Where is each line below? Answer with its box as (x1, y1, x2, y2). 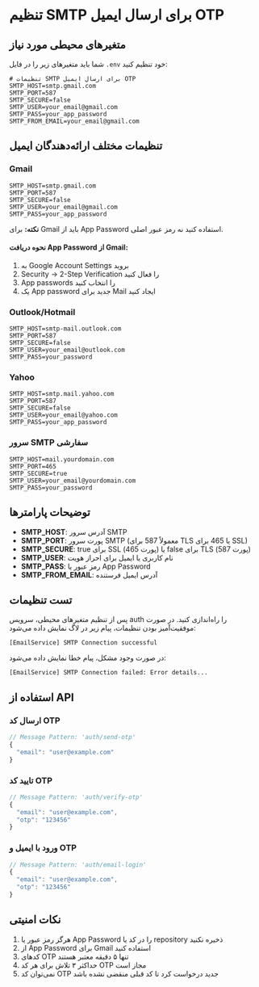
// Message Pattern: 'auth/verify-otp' (9, 793, 144, 801)
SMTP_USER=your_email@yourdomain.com (9, 477, 136, 485)
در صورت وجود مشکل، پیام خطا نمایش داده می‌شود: (9, 653, 166, 663)
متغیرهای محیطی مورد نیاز (9, 38, 126, 52)
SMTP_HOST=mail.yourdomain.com (9, 455, 115, 464)
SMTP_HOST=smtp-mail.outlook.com (9, 325, 122, 333)
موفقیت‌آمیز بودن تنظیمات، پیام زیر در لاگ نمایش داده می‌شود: (9, 624, 196, 633)
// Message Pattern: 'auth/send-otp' (9, 733, 136, 741)
